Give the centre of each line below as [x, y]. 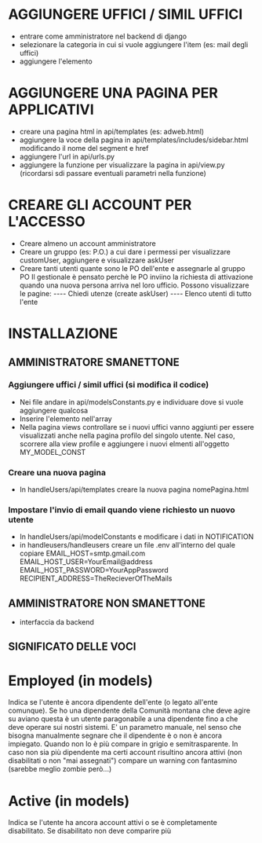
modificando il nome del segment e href [84, 148]
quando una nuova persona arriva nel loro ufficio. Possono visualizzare [134, 285]
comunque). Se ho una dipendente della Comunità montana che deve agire [129, 711]
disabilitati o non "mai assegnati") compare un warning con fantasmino [123, 761]
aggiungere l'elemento [56, 61]
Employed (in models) [80, 680]
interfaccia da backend [56, 622]
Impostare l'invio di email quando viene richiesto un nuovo [122, 510]
